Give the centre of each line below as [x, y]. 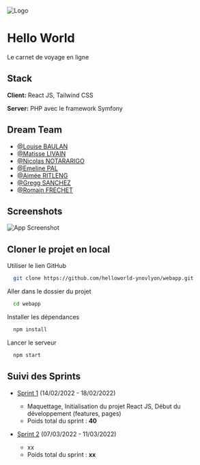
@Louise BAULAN [42, 146]
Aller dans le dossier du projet [49, 291]
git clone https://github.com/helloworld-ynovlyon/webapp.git [103, 278]
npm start [27, 355]
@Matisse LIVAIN [41, 153]
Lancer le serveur [32, 343]
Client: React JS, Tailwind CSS [50, 95]
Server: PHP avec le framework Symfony [65, 108]
